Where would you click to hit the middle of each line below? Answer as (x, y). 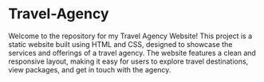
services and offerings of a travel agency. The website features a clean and (132, 53)
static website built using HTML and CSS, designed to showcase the (120, 44)
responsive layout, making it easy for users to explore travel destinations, (128, 61)
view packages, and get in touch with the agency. (90, 69)
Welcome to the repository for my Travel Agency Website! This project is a (130, 36)
